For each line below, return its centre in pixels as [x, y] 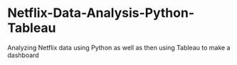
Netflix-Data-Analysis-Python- [101, 13]
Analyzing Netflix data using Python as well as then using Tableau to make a [119, 47]
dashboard [23, 55]
